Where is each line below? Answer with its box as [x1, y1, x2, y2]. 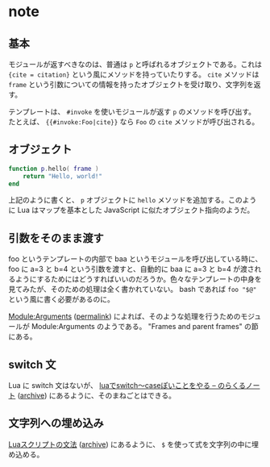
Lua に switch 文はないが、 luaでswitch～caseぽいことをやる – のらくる [8, 381, 247, 390]
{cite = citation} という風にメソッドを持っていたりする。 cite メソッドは [8, 69, 260, 79]
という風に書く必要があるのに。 [8, 294, 114, 304]
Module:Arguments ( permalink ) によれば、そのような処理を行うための [8, 311, 241, 321]
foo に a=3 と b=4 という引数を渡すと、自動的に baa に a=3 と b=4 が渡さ [8, 265, 255, 274]
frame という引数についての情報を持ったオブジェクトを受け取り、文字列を [8, 80, 254, 89]
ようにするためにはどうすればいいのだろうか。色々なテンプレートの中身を [15, 274, 262, 284]
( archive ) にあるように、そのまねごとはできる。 [17, 390, 176, 401]
